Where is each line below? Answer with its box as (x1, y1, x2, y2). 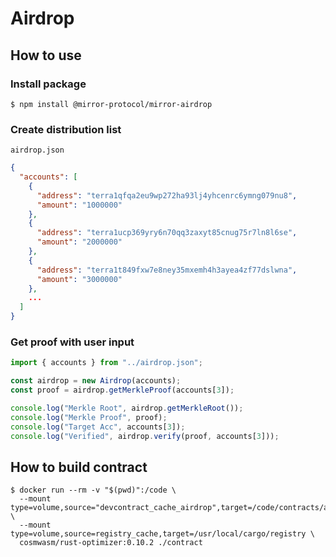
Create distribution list (10, 122, 122, 136)
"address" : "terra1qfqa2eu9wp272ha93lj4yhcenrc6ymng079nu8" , (36, 190, 298, 201)
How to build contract (10, 458, 148, 476)
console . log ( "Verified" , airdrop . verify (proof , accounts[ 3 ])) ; (10, 431, 280, 441)
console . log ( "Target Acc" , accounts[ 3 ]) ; (10, 422, 186, 432)
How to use (10, 47, 82, 64)
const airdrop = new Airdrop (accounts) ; (10, 376, 182, 386)
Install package (10, 77, 87, 91)
